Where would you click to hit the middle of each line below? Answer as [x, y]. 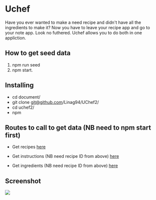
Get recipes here [29, 147]
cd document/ [26, 97]
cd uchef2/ [23, 107]
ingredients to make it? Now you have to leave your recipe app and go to [78, 27]
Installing [19, 85]
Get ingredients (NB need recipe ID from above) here [65, 166]
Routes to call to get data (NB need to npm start [78, 127]
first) [13, 135]
